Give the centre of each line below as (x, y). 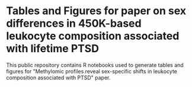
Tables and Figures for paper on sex (96, 11)
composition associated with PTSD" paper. (58, 78)
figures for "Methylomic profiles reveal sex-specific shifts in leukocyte (92, 71)
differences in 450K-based (74, 23)
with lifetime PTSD (53, 49)
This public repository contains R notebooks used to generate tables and (95, 65)
